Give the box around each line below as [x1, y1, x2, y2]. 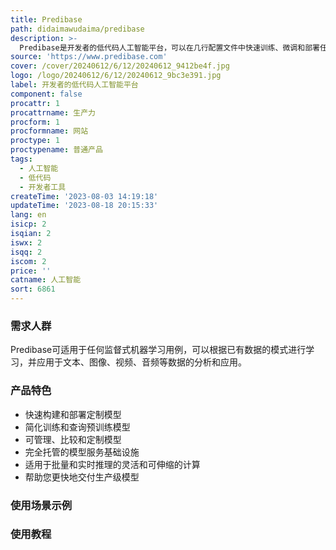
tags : [10, 154, 33, 164]
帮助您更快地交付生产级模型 [24, 471, 140, 483]
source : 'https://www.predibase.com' [10, 52, 168, 62]
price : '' [10, 266, 52, 276]
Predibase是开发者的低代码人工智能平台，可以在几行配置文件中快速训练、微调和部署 [19, 42, 320, 53]
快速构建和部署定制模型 [24, 408, 122, 420]
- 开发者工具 [19, 182, 67, 192]
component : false [10, 89, 83, 99]
